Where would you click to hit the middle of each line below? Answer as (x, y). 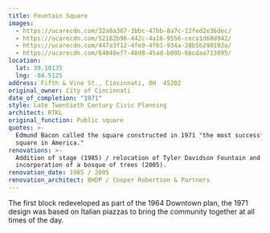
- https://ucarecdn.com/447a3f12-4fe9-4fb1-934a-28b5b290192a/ (123, 46)
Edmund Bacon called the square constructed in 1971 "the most (123, 135)
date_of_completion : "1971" (55, 98)
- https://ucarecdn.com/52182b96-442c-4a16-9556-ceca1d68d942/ (123, 38)
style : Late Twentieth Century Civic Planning (88, 105)
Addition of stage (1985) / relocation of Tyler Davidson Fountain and (138, 157)
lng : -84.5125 (39, 76)
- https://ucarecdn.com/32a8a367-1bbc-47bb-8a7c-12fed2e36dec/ (123, 31)
